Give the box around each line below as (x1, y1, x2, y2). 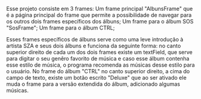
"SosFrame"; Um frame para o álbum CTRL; (6, 24, 115, 31)
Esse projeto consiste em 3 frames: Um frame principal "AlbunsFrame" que (6, 5, 193, 12)
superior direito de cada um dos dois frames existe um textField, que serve (6, 49, 193, 56)
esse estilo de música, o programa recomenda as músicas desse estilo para (6, 61, 195, 68)
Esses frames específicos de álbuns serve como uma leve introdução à (6, 36, 183, 43)
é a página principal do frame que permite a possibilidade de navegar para (6, 11, 192, 19)
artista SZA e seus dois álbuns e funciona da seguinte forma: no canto (6, 42, 181, 49)
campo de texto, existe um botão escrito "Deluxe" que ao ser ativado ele (6, 74, 187, 81)
